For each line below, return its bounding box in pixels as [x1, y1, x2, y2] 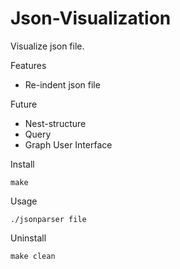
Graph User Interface [24, 138, 113, 151]
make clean [10, 251, 56, 261]
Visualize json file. [10, 40, 85, 52]
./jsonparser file [10, 214, 87, 224]
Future [10, 98, 38, 110]
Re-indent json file [24, 78, 101, 91]
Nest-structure [24, 117, 87, 129]
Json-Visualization [10, 7, 172, 30]
